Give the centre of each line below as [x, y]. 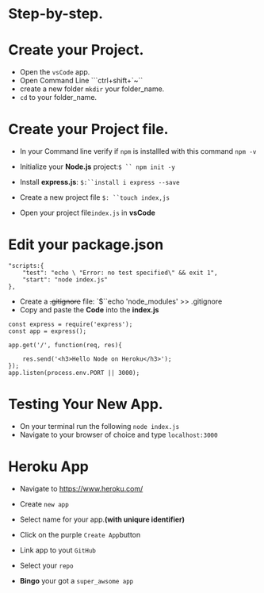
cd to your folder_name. [58, 98]
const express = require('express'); [71, 324]
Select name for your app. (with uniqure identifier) [102, 519]
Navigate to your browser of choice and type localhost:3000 [119, 434]
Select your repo [46, 565]
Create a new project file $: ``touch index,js [95, 197]
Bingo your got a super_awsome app [77, 580]
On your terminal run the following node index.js [99, 426]
